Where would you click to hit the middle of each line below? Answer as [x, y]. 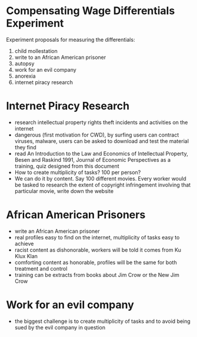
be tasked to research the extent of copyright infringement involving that [103, 185]
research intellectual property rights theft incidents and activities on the [101, 122]
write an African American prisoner [57, 231]
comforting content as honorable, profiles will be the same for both [96, 262]
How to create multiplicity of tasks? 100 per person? [78, 172]
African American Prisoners [76, 215]
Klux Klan [26, 256]
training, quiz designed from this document [67, 166]
